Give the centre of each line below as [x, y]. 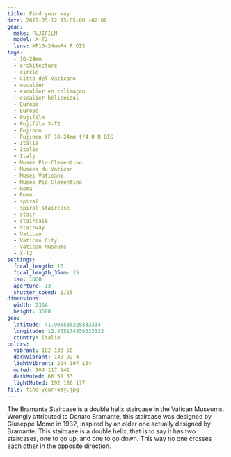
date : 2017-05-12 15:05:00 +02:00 [57, 20]
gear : [15, 26]
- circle [26, 72]
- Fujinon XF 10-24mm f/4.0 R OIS [63, 137]
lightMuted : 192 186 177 [49, 383]
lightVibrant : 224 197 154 [53, 364]
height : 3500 [32, 312]
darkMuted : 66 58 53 [43, 376]
